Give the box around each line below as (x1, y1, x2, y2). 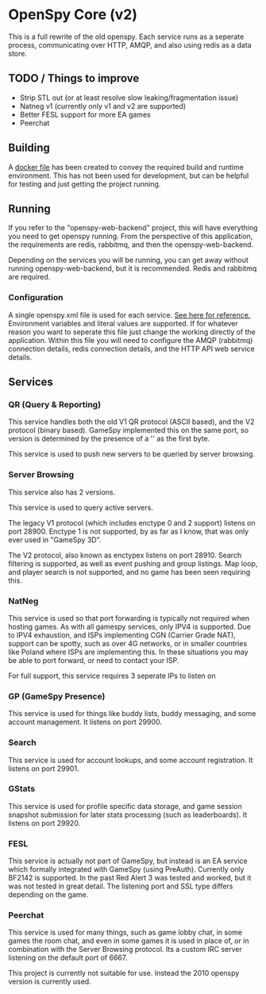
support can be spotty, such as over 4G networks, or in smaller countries (8, 638, 248, 648)
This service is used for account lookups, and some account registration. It (8, 755, 253, 765)
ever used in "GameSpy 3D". (8, 534, 102, 545)
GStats (8, 784, 36, 795)
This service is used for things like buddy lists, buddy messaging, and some (8, 709, 256, 719)
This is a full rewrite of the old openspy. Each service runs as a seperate (8, 32, 245, 41)
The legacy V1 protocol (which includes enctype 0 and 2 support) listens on (8, 518, 256, 527)
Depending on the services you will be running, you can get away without (8, 256, 249, 265)
